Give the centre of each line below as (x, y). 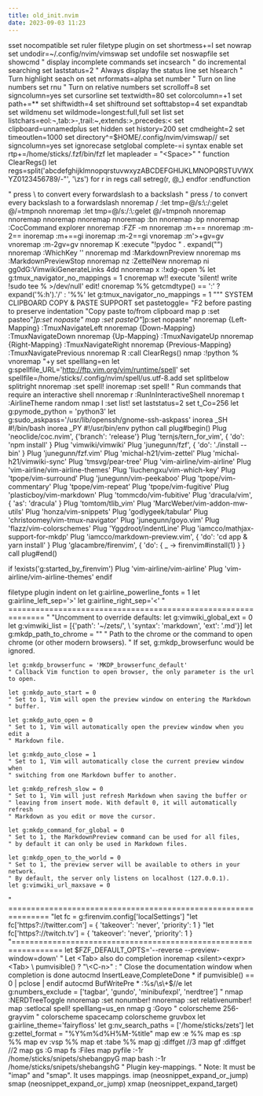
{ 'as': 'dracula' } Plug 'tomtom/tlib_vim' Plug (80, 503)
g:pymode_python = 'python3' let (62, 411)
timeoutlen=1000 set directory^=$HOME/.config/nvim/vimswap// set (119, 137)
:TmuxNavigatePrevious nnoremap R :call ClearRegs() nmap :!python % (124, 353)
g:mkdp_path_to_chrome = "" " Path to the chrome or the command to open (130, 634)
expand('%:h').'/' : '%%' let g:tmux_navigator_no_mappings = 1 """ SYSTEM (131, 294)
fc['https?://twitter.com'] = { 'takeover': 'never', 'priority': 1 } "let (111, 925)
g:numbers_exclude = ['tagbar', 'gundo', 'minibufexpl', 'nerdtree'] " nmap (126, 991)
